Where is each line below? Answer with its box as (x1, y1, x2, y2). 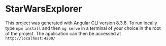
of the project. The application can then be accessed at (5, 30, 121, 36)
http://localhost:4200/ (5, 36, 56, 41)
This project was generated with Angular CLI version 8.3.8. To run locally (5, 20, 157, 26)
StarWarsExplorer (5, 3, 82, 15)
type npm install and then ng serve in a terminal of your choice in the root (5, 25, 161, 31)
